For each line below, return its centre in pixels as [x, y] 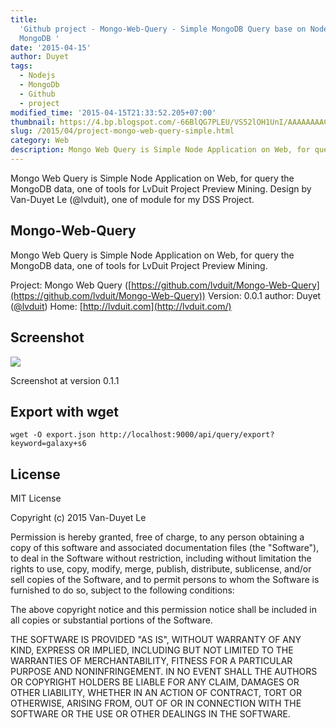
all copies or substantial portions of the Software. [111, 620]
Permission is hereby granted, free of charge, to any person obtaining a [157, 537]
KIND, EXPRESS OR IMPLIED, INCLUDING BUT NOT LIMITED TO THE [152, 650]
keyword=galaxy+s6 [48, 444]
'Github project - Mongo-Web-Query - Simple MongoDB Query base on [163, 29]
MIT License [36, 498]
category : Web [40, 141]
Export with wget [65, 411]
